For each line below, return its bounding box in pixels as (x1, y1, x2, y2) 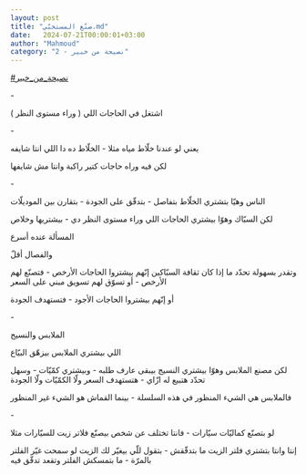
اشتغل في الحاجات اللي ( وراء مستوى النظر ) (10, 108, 163, 119)
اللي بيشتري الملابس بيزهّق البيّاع (10, 347, 122, 358)
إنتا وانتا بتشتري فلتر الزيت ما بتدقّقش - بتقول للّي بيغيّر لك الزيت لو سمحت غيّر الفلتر (10, 445, 297, 456)
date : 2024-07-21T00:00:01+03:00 (10, 30, 146, 39)
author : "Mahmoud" (10, 38, 80, 48)
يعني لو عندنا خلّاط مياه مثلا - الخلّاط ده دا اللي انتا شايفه (10, 143, 199, 154)
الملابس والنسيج (10, 329, 66, 340)
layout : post (10, 13, 60, 23)
